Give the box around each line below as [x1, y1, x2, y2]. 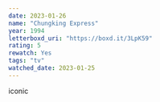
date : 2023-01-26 [8, 11, 67, 20]
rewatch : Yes [8, 49, 52, 57]
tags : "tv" [8, 57, 45, 65]
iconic [8, 86, 29, 96]
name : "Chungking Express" [8, 19, 99, 27]
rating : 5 [8, 42, 42, 50]
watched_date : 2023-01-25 [8, 64, 95, 72]
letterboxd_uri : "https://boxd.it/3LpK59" [8, 34, 153, 43]
